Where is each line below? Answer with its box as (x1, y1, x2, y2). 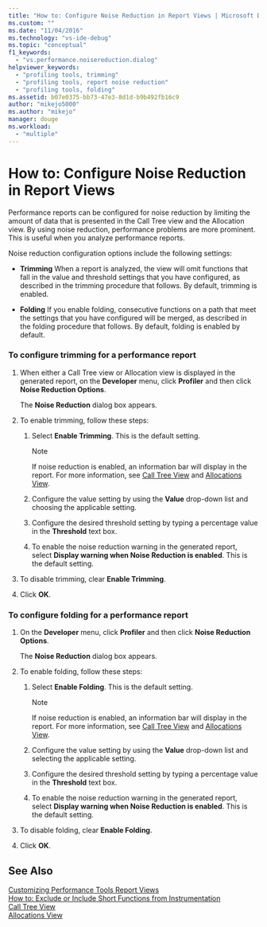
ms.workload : (8, 123, 52, 130)
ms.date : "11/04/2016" (8, 26, 83, 34)
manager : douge (8, 115, 59, 123)
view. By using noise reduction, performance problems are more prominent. (8, 224, 256, 234)
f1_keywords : (8, 49, 52, 56)
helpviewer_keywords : (8, 64, 80, 72)
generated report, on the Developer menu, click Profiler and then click (19, 376, 252, 386)
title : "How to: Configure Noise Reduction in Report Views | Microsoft (8, 11, 254, 20)
